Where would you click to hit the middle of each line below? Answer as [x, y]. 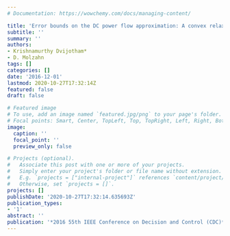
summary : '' [24, 38]
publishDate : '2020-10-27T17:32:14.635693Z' [72, 197]
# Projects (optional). [41, 159]
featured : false [30, 90]
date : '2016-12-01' [35, 77]
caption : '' [30, 133]
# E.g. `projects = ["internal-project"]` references [88, 178]
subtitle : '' [26, 32]
